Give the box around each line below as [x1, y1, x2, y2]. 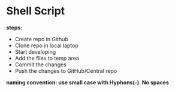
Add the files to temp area [14, 54, 80, 62]
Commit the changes [14, 61, 67, 68]
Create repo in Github [14, 35, 69, 42]
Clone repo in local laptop [14, 42, 79, 49]
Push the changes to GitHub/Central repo [14, 67, 117, 74]
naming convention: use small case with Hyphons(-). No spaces [6, 79, 170, 86]
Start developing [14, 48, 56, 55]
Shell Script [6, 4, 65, 18]
